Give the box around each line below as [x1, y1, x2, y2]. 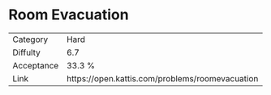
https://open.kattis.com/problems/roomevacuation [66, 72, 259, 84]
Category [12, 34, 49, 45]
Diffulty [12, 47, 41, 58]
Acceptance [12, 60, 59, 71]
